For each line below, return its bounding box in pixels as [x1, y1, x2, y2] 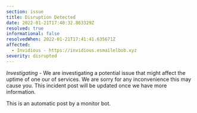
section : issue [6, 8, 44, 15]
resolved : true [6, 25, 44, 32]
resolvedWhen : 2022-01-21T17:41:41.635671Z [6, 36, 116, 42]
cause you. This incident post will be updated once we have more [6, 81, 167, 89]
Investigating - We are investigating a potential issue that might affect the [6, 69, 186, 76]
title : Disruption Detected [6, 14, 76, 20]
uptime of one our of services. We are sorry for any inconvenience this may [6, 76, 192, 83]
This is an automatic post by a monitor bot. [6, 99, 111, 107]
